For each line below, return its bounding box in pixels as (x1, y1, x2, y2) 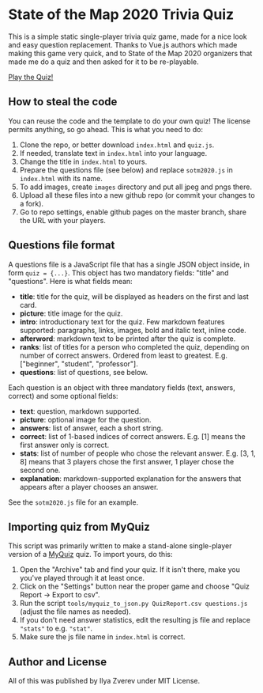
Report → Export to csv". (19, 590, 100, 600)
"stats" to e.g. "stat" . (19, 623, 93, 634)
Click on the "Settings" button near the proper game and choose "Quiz (19, 581, 250, 591)
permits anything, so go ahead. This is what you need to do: (8, 124, 204, 134)
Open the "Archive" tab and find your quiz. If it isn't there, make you (19, 565, 241, 574)
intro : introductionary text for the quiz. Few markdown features (19, 316, 225, 326)
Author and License (8, 655, 107, 668)
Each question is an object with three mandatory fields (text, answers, (8, 382, 235, 392)
